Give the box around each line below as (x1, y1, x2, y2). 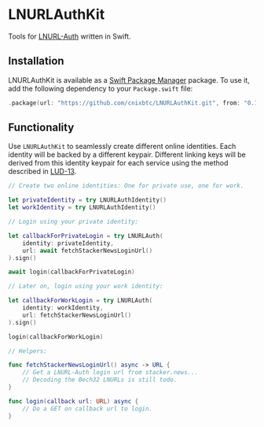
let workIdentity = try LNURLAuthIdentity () (8, 203, 156, 212)
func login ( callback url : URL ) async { (8, 397, 139, 405)
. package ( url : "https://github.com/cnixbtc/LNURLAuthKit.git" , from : (8, 98, 241, 107)
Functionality (8, 121, 75, 135)
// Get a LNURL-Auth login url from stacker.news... (22, 369, 199, 377)
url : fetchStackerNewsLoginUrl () (22, 311, 132, 319)
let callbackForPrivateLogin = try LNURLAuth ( (8, 232, 163, 239)
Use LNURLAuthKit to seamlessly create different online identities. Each (8, 142, 236, 151)
